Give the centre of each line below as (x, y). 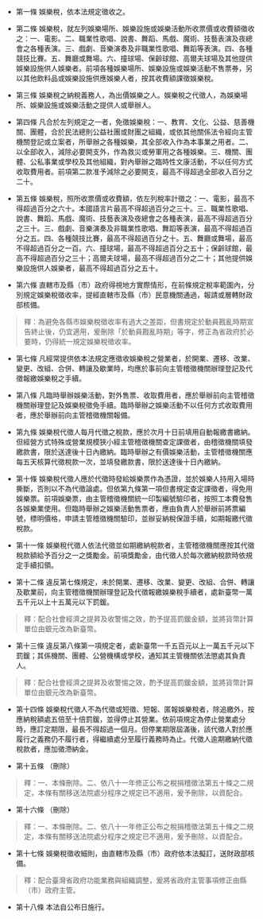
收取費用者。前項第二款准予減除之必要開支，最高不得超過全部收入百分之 (134, 172)
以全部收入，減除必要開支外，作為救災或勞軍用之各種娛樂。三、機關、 (131, 152)
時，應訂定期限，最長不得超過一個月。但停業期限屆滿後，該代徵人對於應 (134, 729)
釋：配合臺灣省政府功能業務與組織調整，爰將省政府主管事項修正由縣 (135, 880)
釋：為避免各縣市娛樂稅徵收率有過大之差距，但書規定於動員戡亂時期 (135, 322)
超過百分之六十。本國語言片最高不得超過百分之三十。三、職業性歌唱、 (137, 208)
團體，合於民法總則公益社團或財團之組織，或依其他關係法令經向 (134, 132)
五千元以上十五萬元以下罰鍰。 (64, 602)
